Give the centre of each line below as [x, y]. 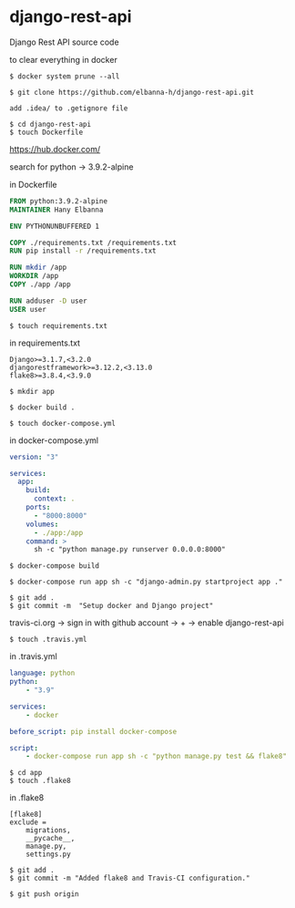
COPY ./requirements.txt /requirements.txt [93, 242]
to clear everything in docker [64, 59]
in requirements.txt [45, 343]
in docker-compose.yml [54, 440]
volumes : [42, 524]
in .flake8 [27, 798]
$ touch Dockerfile [46, 132]
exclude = [28, 822]
